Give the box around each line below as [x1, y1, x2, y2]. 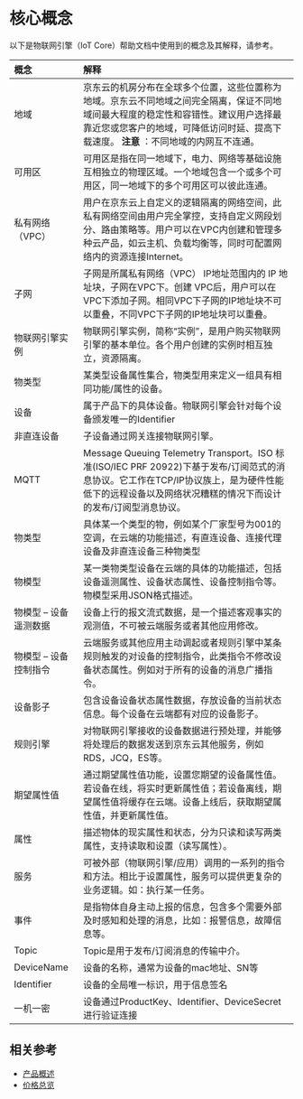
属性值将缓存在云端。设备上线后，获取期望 [91, 796, 273, 808]
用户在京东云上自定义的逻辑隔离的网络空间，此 [82, 196, 282, 209]
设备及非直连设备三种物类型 [82, 545, 201, 557]
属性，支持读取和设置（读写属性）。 [82, 839, 233, 852]
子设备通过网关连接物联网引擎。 [82, 430, 219, 442]
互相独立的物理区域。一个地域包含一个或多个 [82, 165, 273, 178]
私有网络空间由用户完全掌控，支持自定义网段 [82, 210, 273, 222]
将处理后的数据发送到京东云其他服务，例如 [82, 738, 264, 750]
